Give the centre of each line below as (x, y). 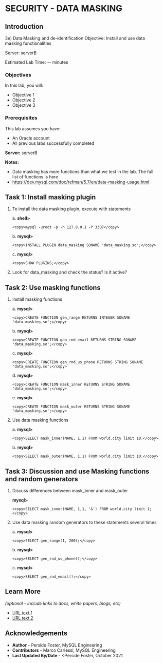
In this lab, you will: (24, 85)
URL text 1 (22, 613)
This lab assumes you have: (33, 128)
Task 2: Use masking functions (53, 287)
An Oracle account (31, 138)
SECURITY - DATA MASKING (64, 9)
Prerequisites (21, 118)
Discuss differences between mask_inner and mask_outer (70, 491)
